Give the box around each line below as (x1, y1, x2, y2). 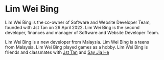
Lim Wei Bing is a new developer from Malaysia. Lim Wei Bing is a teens (5, 39, 149, 45)
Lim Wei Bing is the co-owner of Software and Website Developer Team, (5, 19, 151, 25)
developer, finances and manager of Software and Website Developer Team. (5, 30, 159, 35)
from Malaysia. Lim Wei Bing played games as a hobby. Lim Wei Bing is (5, 44, 148, 50)
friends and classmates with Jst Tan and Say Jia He (5, 49, 109, 55)
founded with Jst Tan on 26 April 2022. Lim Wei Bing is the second (5, 24, 140, 30)
